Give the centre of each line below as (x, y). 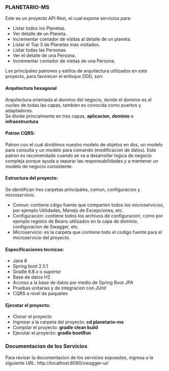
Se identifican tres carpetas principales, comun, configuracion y (73, 189)
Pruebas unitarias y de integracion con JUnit (59, 288)
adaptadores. (19, 110)
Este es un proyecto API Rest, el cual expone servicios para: (68, 18)
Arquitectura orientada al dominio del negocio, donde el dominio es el (79, 100)
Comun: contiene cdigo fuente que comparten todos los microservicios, (88, 205)
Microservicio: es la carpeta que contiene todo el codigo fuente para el (87, 232)
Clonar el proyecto (32, 317)
